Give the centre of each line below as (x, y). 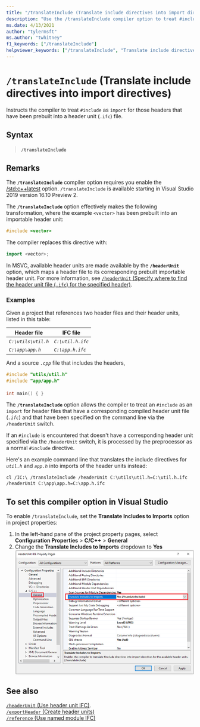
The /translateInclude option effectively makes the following (82, 207)
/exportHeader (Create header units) (51, 712)
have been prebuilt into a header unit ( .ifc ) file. (65, 116)
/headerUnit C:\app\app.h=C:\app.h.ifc (56, 483)
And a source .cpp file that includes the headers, (66, 363)
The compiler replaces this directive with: (57, 242)
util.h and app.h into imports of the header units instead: (77, 466)
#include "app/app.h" (33, 381)
